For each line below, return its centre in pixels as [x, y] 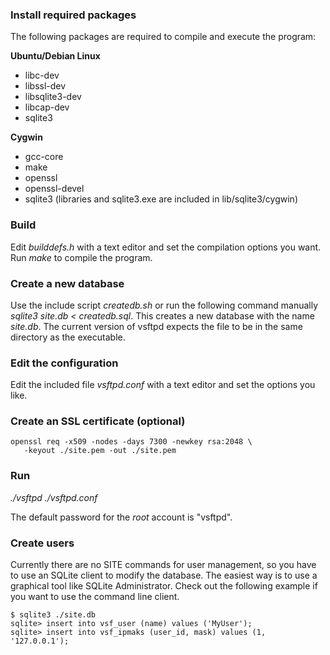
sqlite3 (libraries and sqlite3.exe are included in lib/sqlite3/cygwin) [161, 199]
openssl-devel [54, 189]
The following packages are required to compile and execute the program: [163, 37]
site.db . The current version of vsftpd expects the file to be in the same [156, 326]
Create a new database [67, 283]
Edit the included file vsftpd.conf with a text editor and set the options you [163, 385]
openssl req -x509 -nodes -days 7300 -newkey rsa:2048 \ [131, 442]
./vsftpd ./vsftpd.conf [54, 497]
